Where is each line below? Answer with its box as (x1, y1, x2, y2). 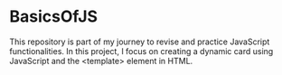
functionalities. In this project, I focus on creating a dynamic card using (9, 45, 274, 56)
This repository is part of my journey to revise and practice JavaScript (9, 36, 270, 47)
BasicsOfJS (9, 6, 98, 27)
